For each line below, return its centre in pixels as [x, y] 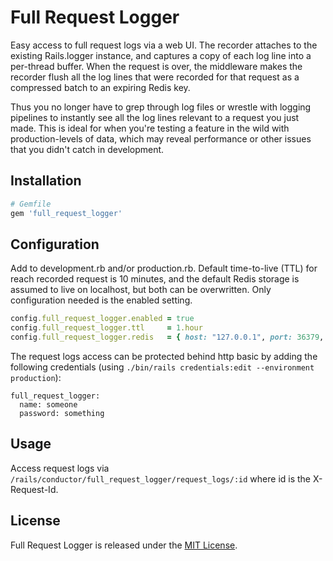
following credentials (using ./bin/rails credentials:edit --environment [162, 367]
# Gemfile [31, 204]
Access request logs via [60, 468]
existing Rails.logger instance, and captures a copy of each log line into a [161, 55]
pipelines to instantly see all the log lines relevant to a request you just [155, 117]
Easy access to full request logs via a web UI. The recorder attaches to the [164, 45]
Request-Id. [34, 489]
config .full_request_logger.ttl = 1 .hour [106, 328]
